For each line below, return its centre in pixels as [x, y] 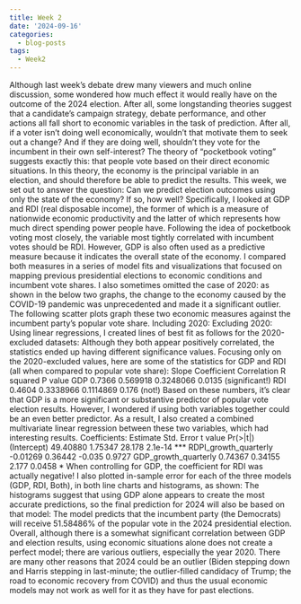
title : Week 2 [36, 18]
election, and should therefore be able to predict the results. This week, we [148, 180]
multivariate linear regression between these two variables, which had [139, 428]
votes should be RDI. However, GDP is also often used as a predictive [137, 247]
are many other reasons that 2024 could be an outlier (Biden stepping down [150, 561]
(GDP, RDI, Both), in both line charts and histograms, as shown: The [134, 485]
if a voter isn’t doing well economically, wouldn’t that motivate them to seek [149, 132]
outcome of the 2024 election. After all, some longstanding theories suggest [150, 104]
